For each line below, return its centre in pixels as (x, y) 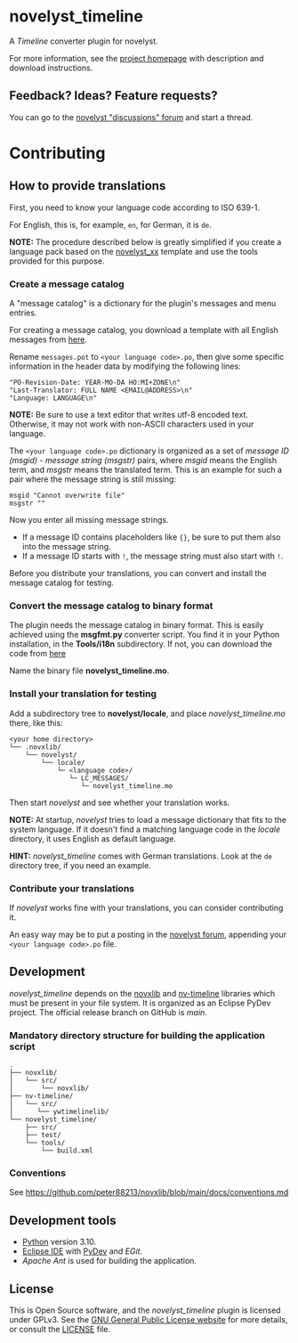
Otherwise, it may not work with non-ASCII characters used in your (132, 424)
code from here (38, 654)
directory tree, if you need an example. (80, 865)
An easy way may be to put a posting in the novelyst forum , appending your (148, 934)
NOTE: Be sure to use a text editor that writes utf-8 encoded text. (129, 415)
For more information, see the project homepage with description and (137, 58)
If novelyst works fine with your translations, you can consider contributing (146, 908)
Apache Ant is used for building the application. (109, 1261)
